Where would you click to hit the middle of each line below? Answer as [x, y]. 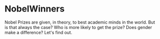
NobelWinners [34, 9]
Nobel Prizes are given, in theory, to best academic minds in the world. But [80, 22]
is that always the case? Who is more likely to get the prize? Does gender [78, 27]
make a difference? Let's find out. [38, 32]
